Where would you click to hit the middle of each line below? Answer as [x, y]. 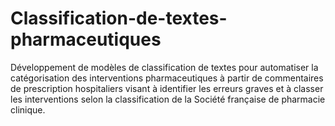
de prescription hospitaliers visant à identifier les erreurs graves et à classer [167, 88]
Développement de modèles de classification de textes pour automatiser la [164, 67]
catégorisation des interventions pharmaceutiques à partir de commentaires [167, 78]
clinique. [28, 109]
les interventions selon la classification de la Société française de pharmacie [168, 99]
